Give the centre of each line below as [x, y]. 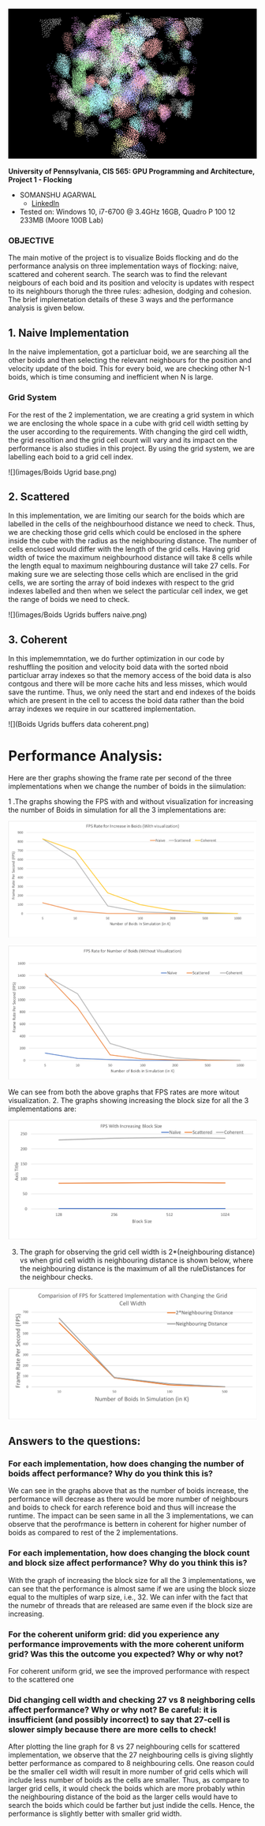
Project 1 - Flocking [40, 180]
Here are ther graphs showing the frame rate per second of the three [120, 778]
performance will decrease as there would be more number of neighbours [128, 1499]
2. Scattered [39, 497]
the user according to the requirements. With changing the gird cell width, [128, 432]
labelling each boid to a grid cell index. [71, 456]
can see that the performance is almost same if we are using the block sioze [132, 1588]
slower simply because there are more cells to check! [112, 1729]
